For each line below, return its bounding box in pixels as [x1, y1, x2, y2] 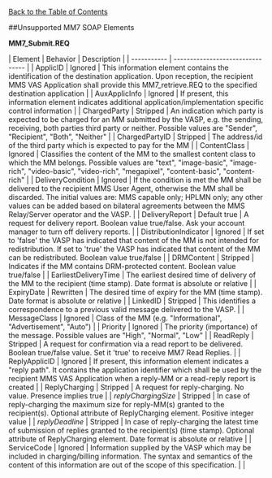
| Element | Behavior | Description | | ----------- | [8, 54, 172, 63]
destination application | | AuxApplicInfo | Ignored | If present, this [8, 89, 229, 98]
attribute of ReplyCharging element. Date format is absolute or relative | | [8, 434, 252, 444]
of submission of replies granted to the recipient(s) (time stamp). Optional [8, 426, 254, 435]
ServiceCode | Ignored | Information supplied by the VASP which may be [8, 443, 252, 452]
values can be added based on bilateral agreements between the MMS [8, 201, 245, 211]
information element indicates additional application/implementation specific [8, 98, 264, 106]
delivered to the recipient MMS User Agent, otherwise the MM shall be [8, 184, 244, 193]
